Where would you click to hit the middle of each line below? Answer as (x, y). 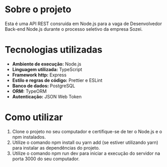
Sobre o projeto (38, 9)
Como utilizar (34, 118)
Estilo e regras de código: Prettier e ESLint (57, 80)
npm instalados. (29, 137)
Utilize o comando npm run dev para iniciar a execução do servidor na (86, 153)
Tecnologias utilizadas (54, 50)
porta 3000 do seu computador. (46, 159)
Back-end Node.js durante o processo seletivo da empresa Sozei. (74, 29)
